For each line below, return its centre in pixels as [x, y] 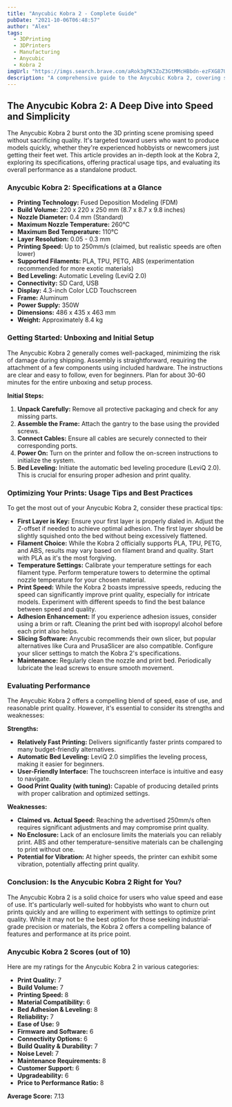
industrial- [196, 919]
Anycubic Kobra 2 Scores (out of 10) [69, 952]
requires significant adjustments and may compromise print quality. [113, 827]
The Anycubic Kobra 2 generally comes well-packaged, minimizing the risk [114, 353]
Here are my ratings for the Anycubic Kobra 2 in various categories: [103, 966]
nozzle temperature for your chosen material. [81, 580]
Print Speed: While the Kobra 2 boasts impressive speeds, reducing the [119, 587]
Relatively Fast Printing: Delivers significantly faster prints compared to [119, 742]
